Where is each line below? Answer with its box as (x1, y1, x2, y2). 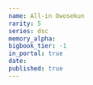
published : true (8, 65, 63, 73)
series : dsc (8, 27, 49, 35)
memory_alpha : (8, 34, 57, 43)
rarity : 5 (8, 19, 42, 28)
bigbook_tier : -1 (8, 42, 67, 50)
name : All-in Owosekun (8, 11, 85, 20)
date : (8, 57, 27, 66)
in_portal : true (8, 49, 63, 57)
